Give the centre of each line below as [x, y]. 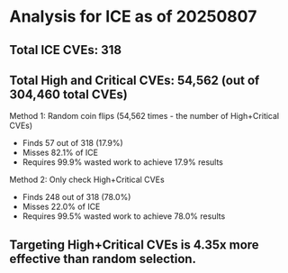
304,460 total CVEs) [68, 94]
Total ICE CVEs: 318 [66, 50]
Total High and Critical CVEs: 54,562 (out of [135, 80]
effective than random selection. [103, 259]
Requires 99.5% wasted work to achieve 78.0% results [124, 216]
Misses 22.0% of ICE [61, 207]
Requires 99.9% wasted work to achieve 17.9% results [122, 162]
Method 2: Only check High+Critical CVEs [87, 180]
